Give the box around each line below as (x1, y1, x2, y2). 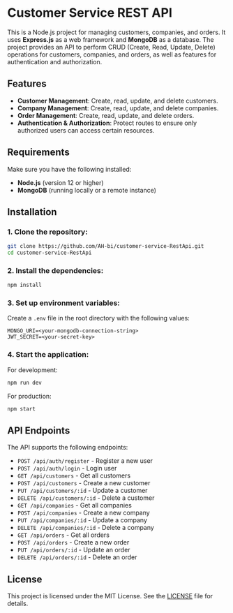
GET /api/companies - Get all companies (17, 501, 133, 510)
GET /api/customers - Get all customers (17, 471, 131, 480)
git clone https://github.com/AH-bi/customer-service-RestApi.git (7, 243, 204, 250)
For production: (7, 392, 52, 400)
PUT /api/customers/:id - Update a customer (17, 487, 148, 495)
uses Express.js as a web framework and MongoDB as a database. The (7, 35, 214, 43)
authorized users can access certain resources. (17, 126, 155, 134)
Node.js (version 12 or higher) (17, 178, 104, 186)
